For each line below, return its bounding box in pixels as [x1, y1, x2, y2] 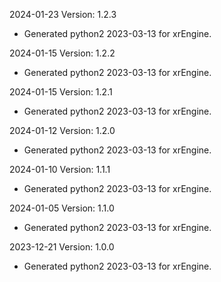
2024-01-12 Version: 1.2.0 [9, 125, 116, 136]
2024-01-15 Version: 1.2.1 [9, 86, 113, 98]
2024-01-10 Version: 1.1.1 [9, 164, 111, 175]
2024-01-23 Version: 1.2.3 [9, 9, 117, 20]
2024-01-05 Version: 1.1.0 [9, 202, 115, 214]
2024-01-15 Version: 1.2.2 [9, 47, 116, 59]
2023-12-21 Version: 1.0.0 [9, 241, 115, 253]
